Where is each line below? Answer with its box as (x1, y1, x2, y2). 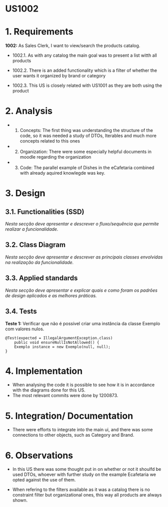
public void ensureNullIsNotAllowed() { (14, 340, 99, 345)
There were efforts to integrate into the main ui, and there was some (12, 427, 153, 433)
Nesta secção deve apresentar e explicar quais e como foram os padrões (5, 287, 157, 293)
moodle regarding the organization (19, 154, 91, 160)
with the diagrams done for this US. (12, 387, 86, 393)
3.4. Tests (5, 307, 37, 316)
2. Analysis (5, 105, 53, 117)
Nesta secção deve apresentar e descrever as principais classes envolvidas (5, 254, 163, 260)
